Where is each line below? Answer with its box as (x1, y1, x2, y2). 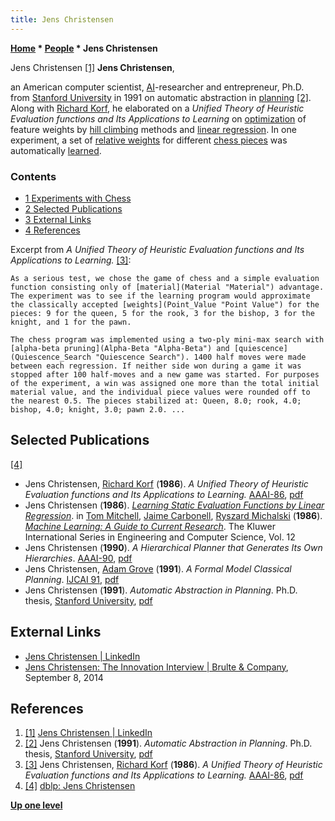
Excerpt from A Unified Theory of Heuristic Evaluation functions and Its (10, 243, 305, 255)
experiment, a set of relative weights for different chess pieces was (10, 134, 288, 146)
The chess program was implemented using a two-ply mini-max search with (10, 334, 325, 345)
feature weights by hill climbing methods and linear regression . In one (10, 123, 297, 135)
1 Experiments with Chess (24, 192, 132, 204)
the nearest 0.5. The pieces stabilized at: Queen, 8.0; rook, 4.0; (10, 396, 302, 406)
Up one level (10, 799, 63, 811)
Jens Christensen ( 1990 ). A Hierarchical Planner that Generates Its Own (24, 541, 323, 553)
